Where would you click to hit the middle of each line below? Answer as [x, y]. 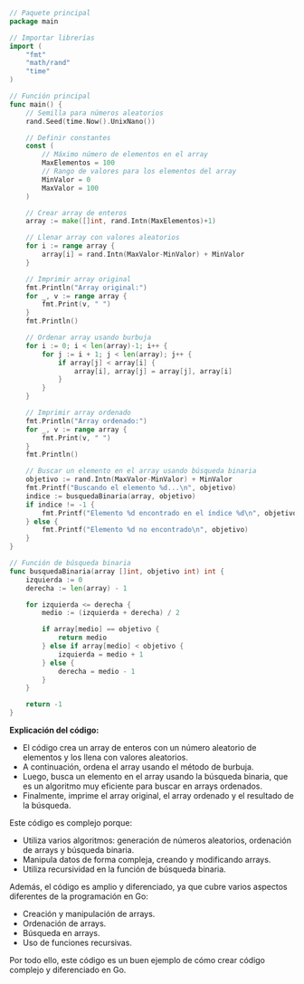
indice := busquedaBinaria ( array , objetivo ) [111, 496]
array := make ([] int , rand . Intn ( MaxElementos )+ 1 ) [121, 222]
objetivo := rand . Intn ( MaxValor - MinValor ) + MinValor [129, 479]
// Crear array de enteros [76, 213]
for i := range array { [71, 246]
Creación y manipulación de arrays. [89, 914]
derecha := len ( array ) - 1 [76, 588]
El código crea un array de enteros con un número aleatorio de [139, 747]
